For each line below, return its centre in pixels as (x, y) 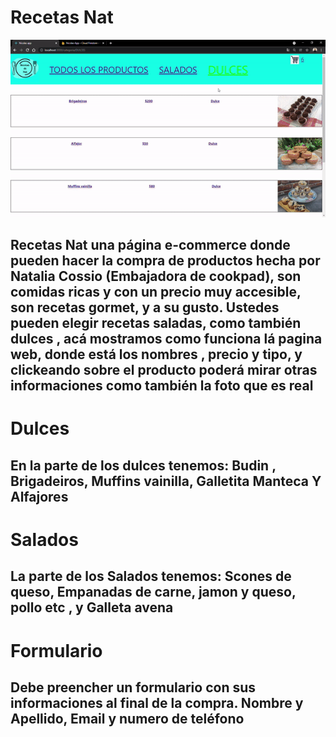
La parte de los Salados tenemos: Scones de (151, 576)
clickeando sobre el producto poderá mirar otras (164, 370)
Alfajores (39, 496)
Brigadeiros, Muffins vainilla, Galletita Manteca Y (166, 481)
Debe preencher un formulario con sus (133, 687)
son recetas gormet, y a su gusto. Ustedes (145, 307)
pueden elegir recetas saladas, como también (156, 323)
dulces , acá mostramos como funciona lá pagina (166, 339)
